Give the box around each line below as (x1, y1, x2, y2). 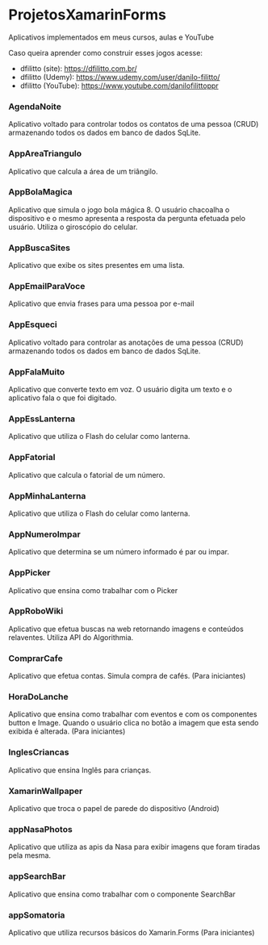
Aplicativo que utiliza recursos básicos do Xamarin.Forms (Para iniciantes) (8, 927, 255, 937)
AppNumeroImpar (8, 529, 81, 540)
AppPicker (8, 567, 51, 579)
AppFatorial (8, 452, 56, 463)
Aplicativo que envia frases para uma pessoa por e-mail (8, 299, 195, 308)
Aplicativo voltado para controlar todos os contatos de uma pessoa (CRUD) (8, 119, 259, 129)
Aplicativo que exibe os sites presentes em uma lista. (8, 261, 185, 270)
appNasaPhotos (8, 823, 73, 834)
